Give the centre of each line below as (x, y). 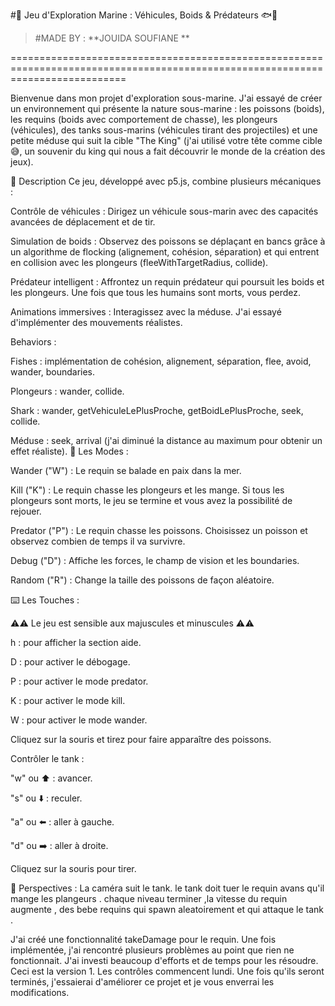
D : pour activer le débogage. (70, 662)
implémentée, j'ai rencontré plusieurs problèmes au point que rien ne (152, 950)
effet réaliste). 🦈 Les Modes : (69, 451)
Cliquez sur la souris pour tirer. (73, 868)
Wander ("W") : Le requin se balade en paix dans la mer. (126, 470)
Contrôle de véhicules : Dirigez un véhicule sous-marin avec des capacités (164, 211)
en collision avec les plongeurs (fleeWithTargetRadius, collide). (139, 262)
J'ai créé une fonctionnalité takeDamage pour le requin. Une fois (143, 939)
